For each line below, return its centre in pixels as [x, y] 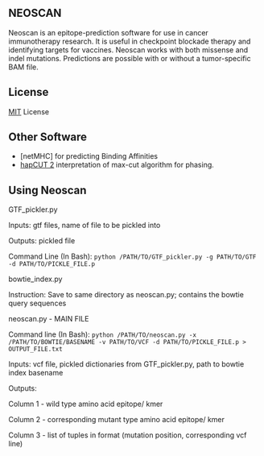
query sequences [37, 303]
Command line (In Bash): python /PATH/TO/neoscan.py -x [103, 334]
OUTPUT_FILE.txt [35, 350]
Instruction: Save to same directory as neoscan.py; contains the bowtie [126, 295]
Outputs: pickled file [42, 241]
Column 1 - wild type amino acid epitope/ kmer [86, 404]
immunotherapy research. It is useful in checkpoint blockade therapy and [130, 41]
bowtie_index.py [35, 279]
